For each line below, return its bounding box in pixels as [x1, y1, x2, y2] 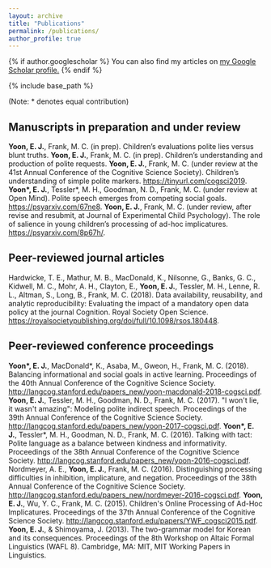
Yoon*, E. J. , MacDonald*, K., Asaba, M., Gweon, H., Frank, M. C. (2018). [8, 361, 249, 370]
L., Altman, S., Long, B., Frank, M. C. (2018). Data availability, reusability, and [8, 289, 263, 300]
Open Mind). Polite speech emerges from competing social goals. [8, 194, 227, 203]
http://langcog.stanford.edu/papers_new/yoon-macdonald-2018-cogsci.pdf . [8, 386, 263, 396]
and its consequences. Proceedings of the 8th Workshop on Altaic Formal [8, 532, 255, 543]
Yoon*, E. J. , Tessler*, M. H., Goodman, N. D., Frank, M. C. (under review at [8, 185, 257, 194]
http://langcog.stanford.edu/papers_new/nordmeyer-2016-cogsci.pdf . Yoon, [8, 489, 263, 499]
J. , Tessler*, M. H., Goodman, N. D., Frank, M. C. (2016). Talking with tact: [8, 429, 252, 439]
